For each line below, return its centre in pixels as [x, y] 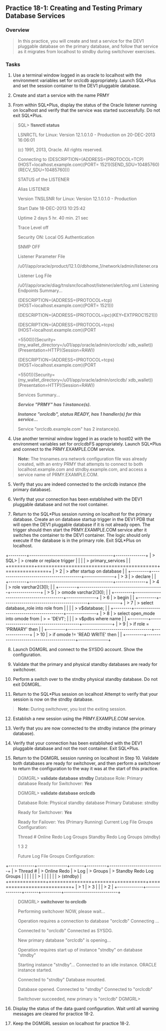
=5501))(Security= [36, 374]
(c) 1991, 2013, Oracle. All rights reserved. [60, 149]
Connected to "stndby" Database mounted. [62, 979]
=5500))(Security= [37, 339]
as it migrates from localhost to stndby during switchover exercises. [87, 51]
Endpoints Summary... [40, 291]
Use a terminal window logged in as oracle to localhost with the [77, 75]
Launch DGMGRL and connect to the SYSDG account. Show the [78, 649]
